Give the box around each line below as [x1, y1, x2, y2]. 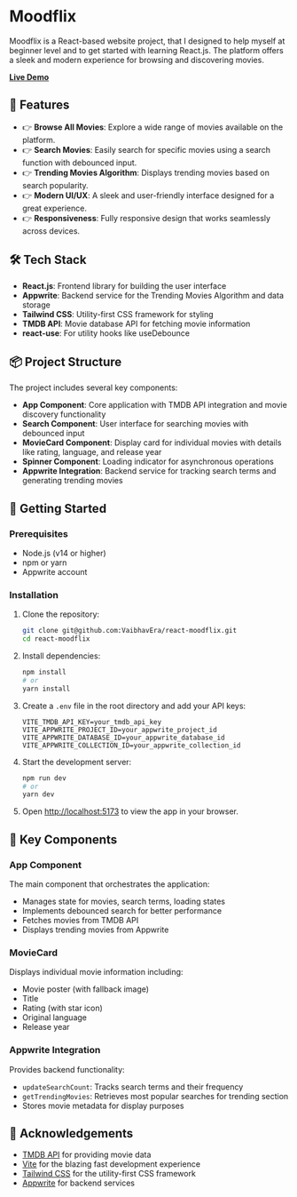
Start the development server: [21, 756, 132, 767]
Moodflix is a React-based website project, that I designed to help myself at [9, 36, 285, 46]
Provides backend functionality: [9, 1064, 126, 1074]
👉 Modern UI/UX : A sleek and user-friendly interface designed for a [21, 189, 275, 201]
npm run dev [21, 773, 66, 783]
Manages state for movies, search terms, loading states [21, 896, 226, 907]
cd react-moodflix [21, 634, 90, 643]
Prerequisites [9, 527, 68, 539]
